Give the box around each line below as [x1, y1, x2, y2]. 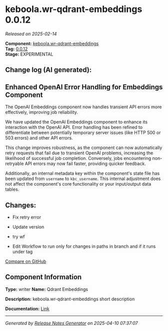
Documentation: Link [5, 305, 49, 311]
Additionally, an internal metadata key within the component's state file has [5, 171, 160, 177]
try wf [12, 233, 25, 239]
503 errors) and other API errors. [5, 135, 73, 141]
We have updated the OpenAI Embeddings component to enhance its [5, 119, 148, 125]
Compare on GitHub [5, 258, 46, 264]
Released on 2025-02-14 [5, 31, 57, 37]
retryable [5, 160, 24, 167]
